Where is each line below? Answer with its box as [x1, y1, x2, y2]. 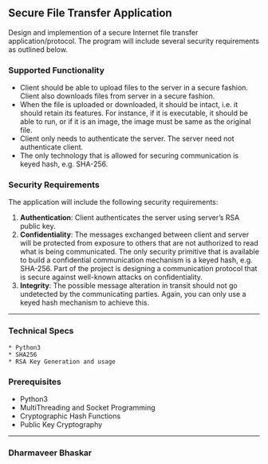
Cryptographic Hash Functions [19, 411, 121, 421]
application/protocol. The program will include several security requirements [8, 36, 259, 46]
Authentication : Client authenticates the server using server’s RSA [19, 213, 240, 222]
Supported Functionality [8, 64, 105, 75]
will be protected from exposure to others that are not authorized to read [19, 238, 258, 248]
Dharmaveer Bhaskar [8, 447, 93, 458]
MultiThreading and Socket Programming [19, 403, 156, 412]
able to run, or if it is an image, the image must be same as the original [19, 117, 251, 126]
